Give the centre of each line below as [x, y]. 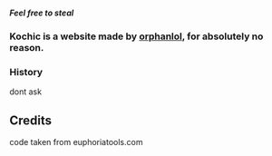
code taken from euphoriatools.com [76, 142]
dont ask [26, 92]
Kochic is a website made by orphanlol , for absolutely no [136, 36]
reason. [27, 47]
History [26, 72]
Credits [31, 120]
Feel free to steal [42, 13]
